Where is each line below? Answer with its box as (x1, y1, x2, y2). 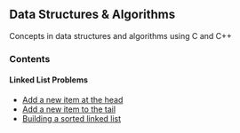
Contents (9, 52, 51, 65)
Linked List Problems (9, 74, 89, 85)
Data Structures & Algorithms (9, 7, 176, 22)
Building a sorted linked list (21, 113, 122, 123)
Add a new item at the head (21, 94, 124, 105)
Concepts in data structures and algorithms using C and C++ (9, 30, 233, 41)
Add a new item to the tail (21, 104, 116, 114)
